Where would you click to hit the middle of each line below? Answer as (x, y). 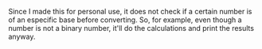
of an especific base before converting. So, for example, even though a (125, 20)
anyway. (22, 36)
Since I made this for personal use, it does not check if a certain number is (130, 11)
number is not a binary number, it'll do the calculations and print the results (131, 28)
